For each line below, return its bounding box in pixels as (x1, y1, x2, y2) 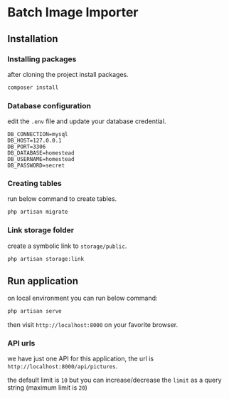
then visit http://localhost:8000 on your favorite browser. (7, 321, 179, 329)
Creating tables (7, 178, 62, 188)
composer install (7, 83, 59, 91)
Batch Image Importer (7, 4, 139, 21)
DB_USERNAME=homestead (7, 156, 75, 163)
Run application (7, 275, 79, 287)
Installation (7, 33, 58, 45)
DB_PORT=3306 (7, 143, 46, 150)
